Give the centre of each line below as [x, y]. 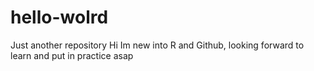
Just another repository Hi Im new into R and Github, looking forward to [157, 45]
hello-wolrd [59, 17]
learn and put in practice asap [72, 55]
